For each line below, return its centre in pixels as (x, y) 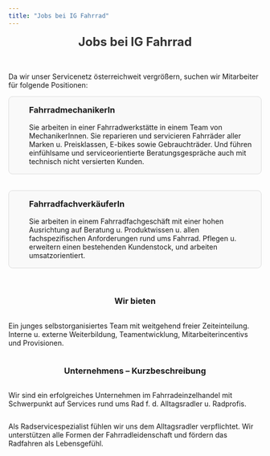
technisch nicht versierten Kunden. (87, 161)
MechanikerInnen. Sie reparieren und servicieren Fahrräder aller (135, 136)
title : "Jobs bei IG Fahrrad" (59, 16)
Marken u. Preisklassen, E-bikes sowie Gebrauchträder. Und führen (141, 144)
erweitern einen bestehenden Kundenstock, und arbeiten (123, 247)
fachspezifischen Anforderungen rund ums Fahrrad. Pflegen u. (133, 239)
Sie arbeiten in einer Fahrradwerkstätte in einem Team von (126, 127)
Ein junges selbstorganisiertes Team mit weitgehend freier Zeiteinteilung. (129, 326)
